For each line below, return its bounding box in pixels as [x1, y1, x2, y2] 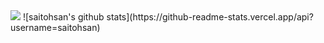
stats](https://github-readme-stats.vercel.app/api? [106, 11, 314, 23]
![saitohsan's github [22, 11, 105, 23]
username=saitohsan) [10, 22, 101, 33]
